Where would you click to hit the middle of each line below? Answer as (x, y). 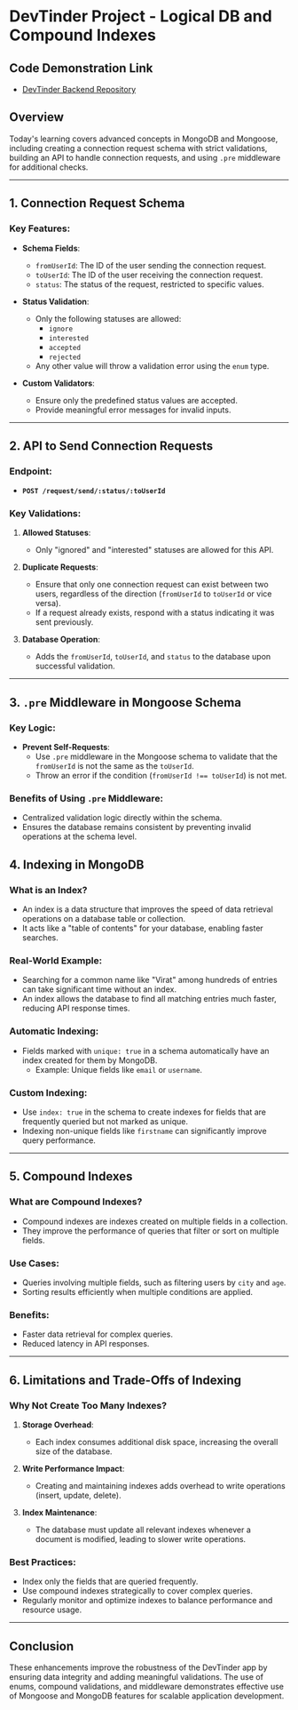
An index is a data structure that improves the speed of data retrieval (147, 909)
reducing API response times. (76, 1008)
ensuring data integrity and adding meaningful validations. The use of (137, 1677)
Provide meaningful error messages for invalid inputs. (133, 410)
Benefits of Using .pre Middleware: (86, 799)
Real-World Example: (56, 961)
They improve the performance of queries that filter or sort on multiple (150, 1231)
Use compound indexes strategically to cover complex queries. (137, 1591)
